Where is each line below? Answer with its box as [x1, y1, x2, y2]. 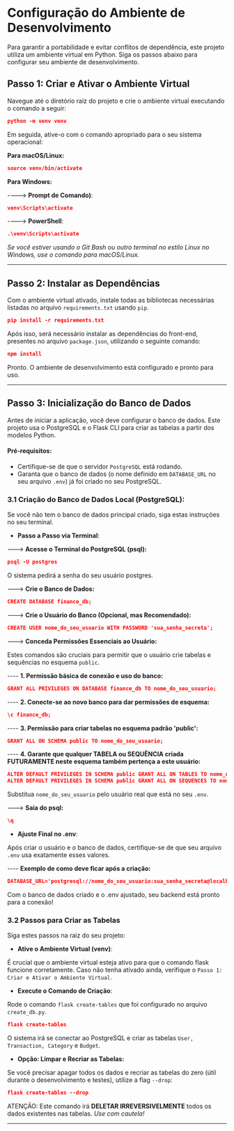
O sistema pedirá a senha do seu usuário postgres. [7, 571, 153, 579]
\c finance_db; [7, 711, 52, 718]
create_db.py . [7, 1008, 47, 1016]
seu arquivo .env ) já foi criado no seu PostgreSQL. [17, 477, 162, 485]
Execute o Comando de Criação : [17, 987, 113, 995]
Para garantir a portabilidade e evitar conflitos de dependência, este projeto [7, 43, 225, 51]
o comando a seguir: [7, 103, 66, 113]
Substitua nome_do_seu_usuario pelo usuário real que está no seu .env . [7, 790, 209, 798]
